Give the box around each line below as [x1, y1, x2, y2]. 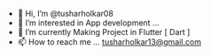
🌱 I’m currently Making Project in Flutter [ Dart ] [17, 27, 191, 37]
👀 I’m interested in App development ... [17, 17, 160, 28]
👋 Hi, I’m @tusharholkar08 [17, 9, 113, 18]
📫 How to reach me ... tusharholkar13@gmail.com [17, 37, 202, 47]
